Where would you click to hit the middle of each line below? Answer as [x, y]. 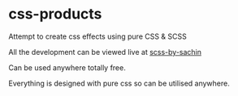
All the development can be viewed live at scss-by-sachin [105, 52]
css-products [55, 14]
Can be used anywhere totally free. [67, 67]
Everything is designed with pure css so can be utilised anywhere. [119, 83]
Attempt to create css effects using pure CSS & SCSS [97, 36]
